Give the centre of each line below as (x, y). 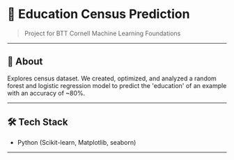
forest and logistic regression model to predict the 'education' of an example (117, 85)
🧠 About (25, 62)
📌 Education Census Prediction (99, 14)
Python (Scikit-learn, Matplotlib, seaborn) (77, 142)
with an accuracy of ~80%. (46, 93)
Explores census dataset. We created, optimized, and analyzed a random (112, 78)
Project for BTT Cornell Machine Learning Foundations (102, 33)
